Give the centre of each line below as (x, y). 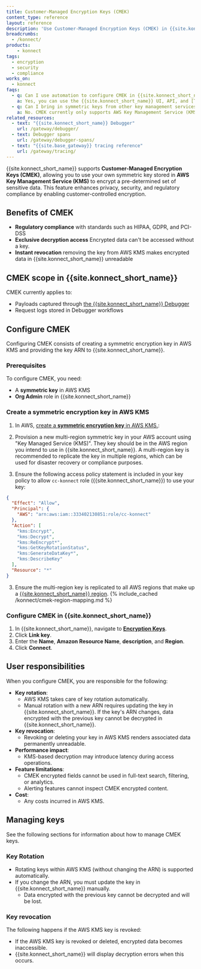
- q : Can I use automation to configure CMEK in (73, 95)
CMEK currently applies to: (39, 292)
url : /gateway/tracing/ (47, 151)
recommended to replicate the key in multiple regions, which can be (98, 456)
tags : (13, 56)
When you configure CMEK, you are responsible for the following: (87, 681)
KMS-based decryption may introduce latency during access (99, 756)
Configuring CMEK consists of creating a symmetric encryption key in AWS (99, 343)
